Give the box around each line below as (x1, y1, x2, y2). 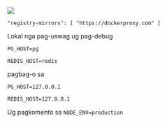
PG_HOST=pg (7, 45, 39, 52)
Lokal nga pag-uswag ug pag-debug (7, 32, 113, 40)
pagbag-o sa (7, 70, 45, 78)
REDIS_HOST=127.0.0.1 (7, 96, 71, 103)
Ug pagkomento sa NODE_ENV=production (7, 108, 124, 116)
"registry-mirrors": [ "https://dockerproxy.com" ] (7, 20, 161, 27)
